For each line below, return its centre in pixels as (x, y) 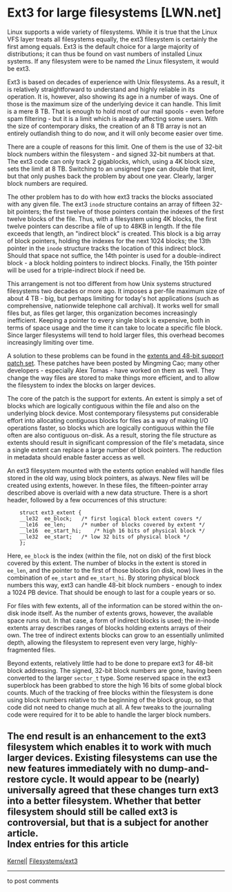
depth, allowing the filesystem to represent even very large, (92, 642)
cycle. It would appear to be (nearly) (120, 780)
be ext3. (19, 68)
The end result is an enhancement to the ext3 (107, 736)
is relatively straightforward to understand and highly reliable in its (101, 89)
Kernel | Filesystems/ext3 (42, 861)
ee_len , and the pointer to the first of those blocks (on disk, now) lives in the (115, 570)
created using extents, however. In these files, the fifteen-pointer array (108, 485)
